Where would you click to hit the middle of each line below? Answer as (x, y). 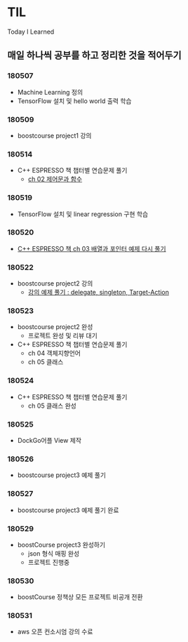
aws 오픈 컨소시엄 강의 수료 (55, 631)
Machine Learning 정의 (50, 92)
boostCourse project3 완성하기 (61, 544)
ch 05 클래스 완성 (52, 406)
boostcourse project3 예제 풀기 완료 (68, 510)
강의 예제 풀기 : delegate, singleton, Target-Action (99, 293)
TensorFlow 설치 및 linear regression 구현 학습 (83, 214)
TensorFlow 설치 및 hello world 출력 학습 (74, 101)
